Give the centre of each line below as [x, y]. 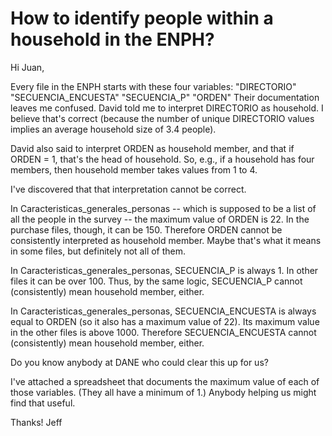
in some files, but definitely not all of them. [98, 251]
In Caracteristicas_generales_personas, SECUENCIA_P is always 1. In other [164, 270]
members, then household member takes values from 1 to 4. [134, 169]
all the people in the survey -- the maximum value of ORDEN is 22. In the [160, 219]
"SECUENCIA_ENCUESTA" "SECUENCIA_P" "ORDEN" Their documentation [165, 97]
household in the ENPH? [112, 39]
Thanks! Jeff [36, 422]
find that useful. [43, 403]
